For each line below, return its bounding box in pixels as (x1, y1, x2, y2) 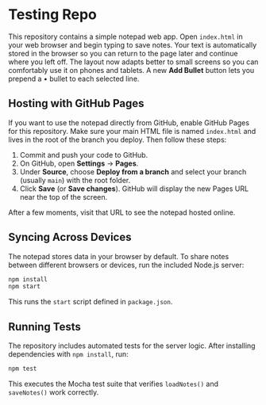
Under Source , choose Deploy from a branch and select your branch (19, 166, 247, 176)
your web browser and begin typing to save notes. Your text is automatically (8, 40, 257, 49)
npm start (8, 283, 41, 291)
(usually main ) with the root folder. (19, 175, 131, 185)
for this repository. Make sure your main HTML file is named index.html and (8, 126, 256, 136)
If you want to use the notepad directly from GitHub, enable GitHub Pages (8, 117, 250, 128)
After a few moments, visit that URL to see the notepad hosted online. (8, 208, 236, 217)
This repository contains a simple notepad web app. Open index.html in (8, 32, 244, 41)
